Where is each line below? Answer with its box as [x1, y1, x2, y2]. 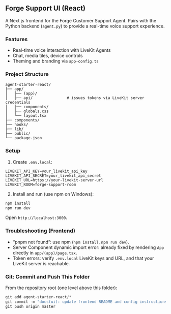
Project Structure [5, 71, 49, 78]
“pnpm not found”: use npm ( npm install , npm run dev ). [12, 239, 129, 245]
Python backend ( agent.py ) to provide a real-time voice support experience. [5, 23, 165, 29]
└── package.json [5, 136, 42, 141]
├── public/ [5, 131, 31, 136]
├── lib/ [5, 127, 24, 132]
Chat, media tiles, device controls [12, 53, 83, 59]
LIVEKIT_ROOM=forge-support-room [5, 182, 76, 187]
